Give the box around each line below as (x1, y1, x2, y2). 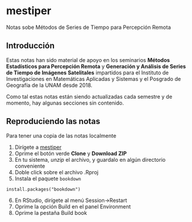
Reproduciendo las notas (6, 116, 101, 126)
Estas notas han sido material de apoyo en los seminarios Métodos (6, 56, 170, 63)
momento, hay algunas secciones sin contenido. (6, 99, 124, 106)
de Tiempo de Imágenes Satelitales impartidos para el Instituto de (6, 69, 169, 76)
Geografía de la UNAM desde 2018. (6, 81, 93, 89)
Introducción (6, 41, 55, 51)
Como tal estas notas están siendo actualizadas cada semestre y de (6, 93, 173, 100)
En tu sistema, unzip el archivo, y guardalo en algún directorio (14, 156, 166, 163)
